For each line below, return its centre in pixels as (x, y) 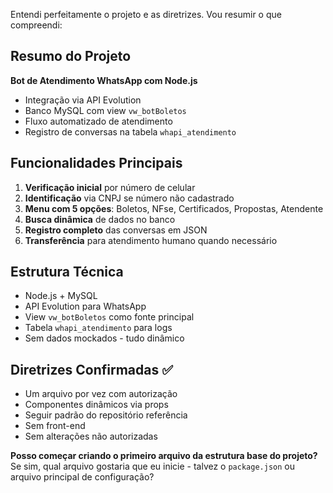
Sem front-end (55, 426)
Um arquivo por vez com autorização (101, 394)
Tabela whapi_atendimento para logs (98, 328)
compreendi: (36, 25)
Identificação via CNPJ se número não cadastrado (129, 198)
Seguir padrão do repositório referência (106, 415)
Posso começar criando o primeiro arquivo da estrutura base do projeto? (164, 456)
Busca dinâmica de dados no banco (100, 219)
